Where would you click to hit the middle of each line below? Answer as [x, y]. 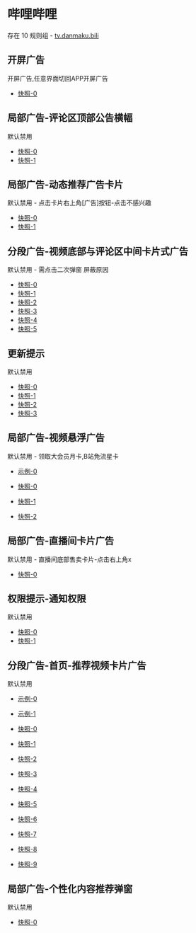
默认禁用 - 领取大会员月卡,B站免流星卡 [63, 456]
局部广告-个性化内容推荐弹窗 [70, 889]
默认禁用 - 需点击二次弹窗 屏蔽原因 [58, 270]
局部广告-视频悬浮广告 [56, 438]
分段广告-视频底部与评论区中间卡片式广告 [98, 251]
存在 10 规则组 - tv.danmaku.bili [53, 35]
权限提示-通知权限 [47, 599]
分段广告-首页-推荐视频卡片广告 [77, 665]
